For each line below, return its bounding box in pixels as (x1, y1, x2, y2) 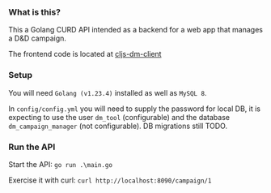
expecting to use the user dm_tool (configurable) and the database (8, 112, 231, 122)
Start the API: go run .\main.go (8, 159, 113, 169)
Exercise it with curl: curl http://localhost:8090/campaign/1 (8, 175, 212, 185)
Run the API (8, 141, 56, 152)
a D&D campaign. (8, 33, 67, 43)
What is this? (8, 6, 61, 18)
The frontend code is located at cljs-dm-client (8, 49, 162, 59)
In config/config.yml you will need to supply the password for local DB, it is (8, 104, 261, 114)
